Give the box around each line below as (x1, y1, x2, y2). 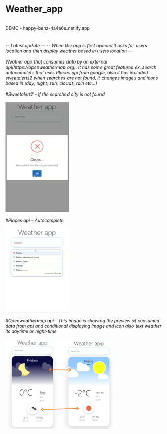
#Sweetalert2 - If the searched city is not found (5, 91, 105, 97)
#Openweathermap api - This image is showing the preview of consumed (5, 317, 160, 323)
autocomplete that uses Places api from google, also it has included (5, 69, 148, 75)
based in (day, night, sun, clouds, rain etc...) (5, 80, 97, 86)
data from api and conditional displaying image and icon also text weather (5, 323, 162, 329)
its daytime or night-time (5, 328, 57, 334)
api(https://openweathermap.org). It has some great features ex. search (5, 64, 157, 70)
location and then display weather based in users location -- (5, 48, 133, 54)
